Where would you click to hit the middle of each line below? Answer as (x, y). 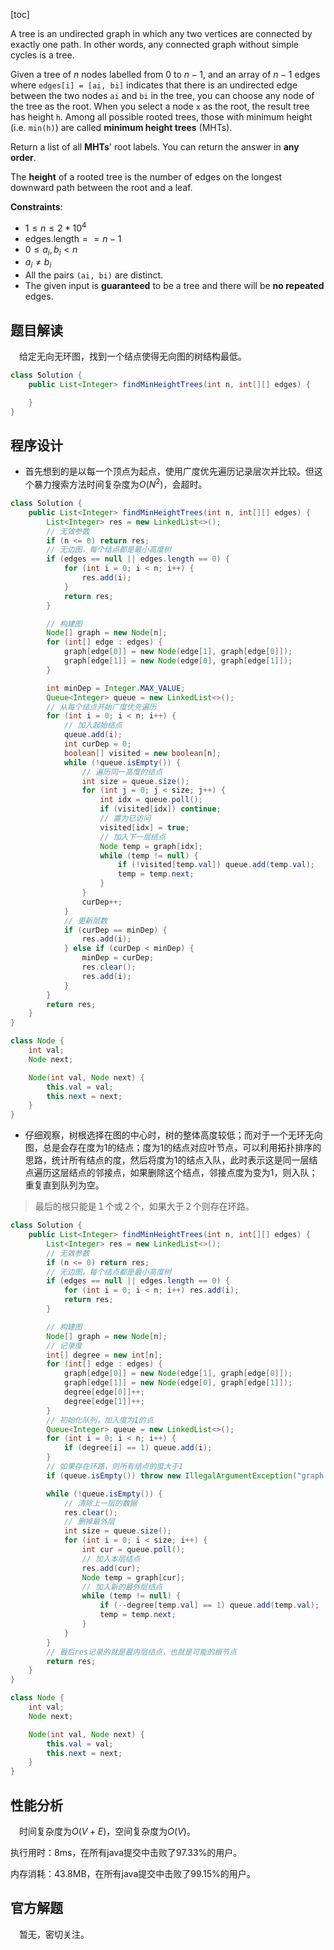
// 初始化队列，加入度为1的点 (100, 1420)
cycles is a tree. (42, 55)
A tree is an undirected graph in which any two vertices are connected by (161, 33)
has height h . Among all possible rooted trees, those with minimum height (161, 117)
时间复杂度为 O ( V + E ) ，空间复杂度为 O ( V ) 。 (107, 1831)
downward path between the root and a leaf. (101, 187)
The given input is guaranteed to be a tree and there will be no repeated (174, 286)
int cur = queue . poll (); (133, 1550)
